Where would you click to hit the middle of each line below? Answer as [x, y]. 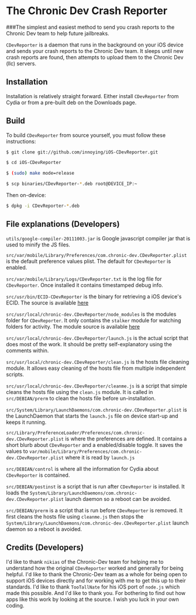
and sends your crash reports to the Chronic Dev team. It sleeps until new [95, 51]
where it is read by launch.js [100, 457]
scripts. [15, 374]
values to [17, 451]
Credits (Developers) [45, 548]
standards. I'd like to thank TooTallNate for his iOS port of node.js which [93, 587]
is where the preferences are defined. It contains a [126, 439]
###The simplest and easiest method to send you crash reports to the [90, 27]
